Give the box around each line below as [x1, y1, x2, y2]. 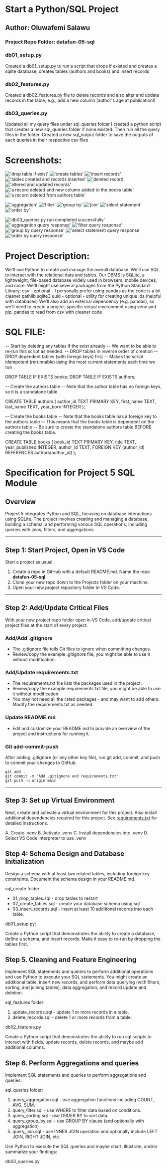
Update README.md [5, 714, 56, 721]
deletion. [5, 990, 23, 996]
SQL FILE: [5, 327, 46, 338]
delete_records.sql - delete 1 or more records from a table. [12, 1014, 132, 1020]
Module [5, 478, 37, 489]
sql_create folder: [5, 885, 41, 891]
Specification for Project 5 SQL [5, 467, 135, 478]
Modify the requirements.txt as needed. [12, 702, 94, 708]
